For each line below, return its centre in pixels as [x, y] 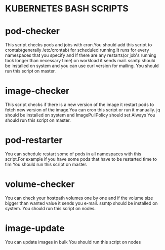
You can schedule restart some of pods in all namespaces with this [73, 154]
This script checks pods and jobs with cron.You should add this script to [79, 45]
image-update [35, 229]
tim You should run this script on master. [46, 164]
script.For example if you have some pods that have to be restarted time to [81, 159]
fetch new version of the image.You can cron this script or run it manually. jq [83, 110]
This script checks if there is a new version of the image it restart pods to [80, 105]
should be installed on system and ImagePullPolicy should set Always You [80, 115]
